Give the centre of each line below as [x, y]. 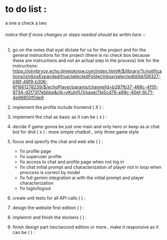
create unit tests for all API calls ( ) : [49, 198]
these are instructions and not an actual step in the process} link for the [86, 60]
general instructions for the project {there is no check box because [81, 55]
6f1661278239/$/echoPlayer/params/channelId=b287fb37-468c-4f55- [85, 87]
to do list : [26, 9]
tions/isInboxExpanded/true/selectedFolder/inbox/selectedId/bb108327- [86, 76]
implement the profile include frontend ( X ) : [58, 107]
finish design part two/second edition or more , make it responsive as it [85, 227]
